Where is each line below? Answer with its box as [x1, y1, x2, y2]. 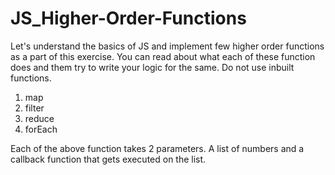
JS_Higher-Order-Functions [10, 7, 247, 30]
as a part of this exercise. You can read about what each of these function [10, 50, 316, 62]
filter [24, 102, 45, 114]
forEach [24, 123, 58, 135]
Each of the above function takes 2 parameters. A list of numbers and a [10, 142, 305, 154]
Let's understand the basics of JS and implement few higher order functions [10, 40, 325, 52]
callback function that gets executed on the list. [10, 153, 207, 165]
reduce [24, 112, 55, 124]
